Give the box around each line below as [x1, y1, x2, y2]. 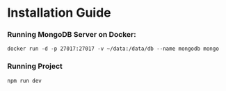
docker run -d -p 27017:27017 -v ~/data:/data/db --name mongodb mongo [7, 45, 219, 53]
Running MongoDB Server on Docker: [7, 30, 137, 40]
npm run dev [7, 77, 42, 84]
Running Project [7, 61, 63, 71]
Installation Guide [7, 5, 111, 21]
